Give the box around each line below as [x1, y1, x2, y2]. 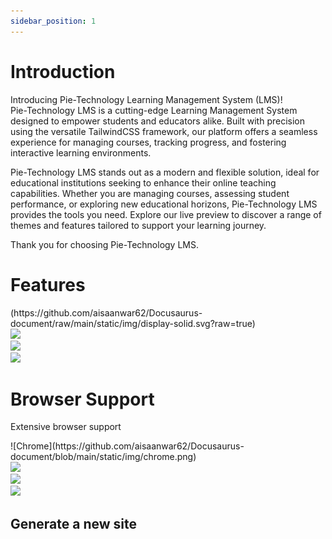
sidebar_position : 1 [10, 16, 97, 26]
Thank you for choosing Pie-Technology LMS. [10, 238, 199, 250]
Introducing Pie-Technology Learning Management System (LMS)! [10, 93, 283, 105]
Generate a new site [10, 515, 138, 532]
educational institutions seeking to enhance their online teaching [10, 176, 277, 189]
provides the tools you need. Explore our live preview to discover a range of [10, 208, 322, 220]
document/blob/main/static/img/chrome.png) [10, 451, 197, 463]
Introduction [10, 60, 116, 83]
